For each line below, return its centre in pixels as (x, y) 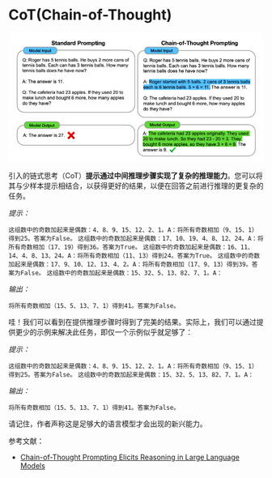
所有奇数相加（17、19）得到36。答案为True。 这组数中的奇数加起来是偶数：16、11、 (131, 247)
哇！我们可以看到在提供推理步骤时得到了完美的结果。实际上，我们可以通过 (132, 322)
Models (33, 465)
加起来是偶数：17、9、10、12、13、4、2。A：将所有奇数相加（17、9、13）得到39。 (130, 264)
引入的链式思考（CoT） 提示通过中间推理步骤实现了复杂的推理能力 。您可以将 (136, 175)
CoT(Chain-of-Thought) (90, 15)
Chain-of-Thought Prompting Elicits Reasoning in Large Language (130, 457)
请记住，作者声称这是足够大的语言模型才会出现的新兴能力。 (108, 424)
